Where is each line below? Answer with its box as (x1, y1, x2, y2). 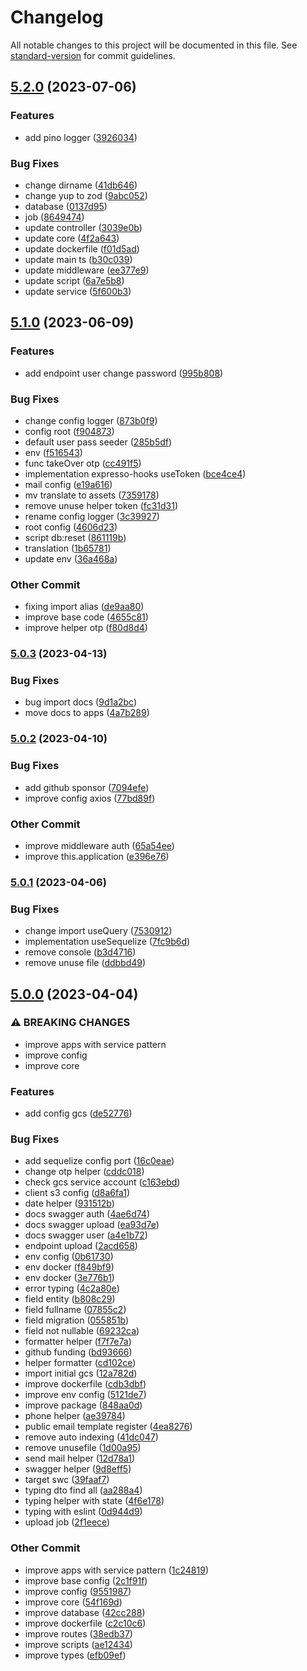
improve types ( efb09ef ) (24, 1649, 127, 1661)
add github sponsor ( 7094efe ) (24, 781, 150, 793)
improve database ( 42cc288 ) (24, 1606, 146, 1618)
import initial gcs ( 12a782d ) (24, 1367, 138, 1380)
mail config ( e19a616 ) (24, 478, 113, 490)
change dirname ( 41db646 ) (24, 179, 138, 191)
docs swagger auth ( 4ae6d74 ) (24, 1208, 150, 1220)
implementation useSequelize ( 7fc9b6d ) (24, 936, 191, 948)
